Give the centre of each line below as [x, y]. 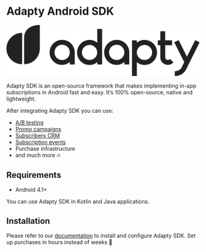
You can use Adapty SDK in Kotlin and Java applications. [78, 202]
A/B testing [29, 123]
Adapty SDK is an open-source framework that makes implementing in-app [101, 86]
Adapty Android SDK [60, 11]
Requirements [34, 175]
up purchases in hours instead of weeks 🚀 [59, 242]
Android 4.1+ [31, 190]
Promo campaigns [38, 129]
